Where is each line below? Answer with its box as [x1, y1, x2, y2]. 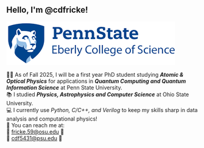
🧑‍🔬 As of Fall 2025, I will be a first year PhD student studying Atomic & [6, 71, 184, 78]
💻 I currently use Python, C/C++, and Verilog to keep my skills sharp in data [6, 106, 198, 113]
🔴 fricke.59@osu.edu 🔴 [6, 128, 65, 135]
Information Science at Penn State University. [6, 83, 123, 91]
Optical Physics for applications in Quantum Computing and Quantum [6, 77, 186, 85]
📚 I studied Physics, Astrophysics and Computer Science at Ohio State [6, 91, 189, 98]
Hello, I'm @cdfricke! [6, 5, 88, 15]
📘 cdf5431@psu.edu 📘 [6, 134, 63, 142]
